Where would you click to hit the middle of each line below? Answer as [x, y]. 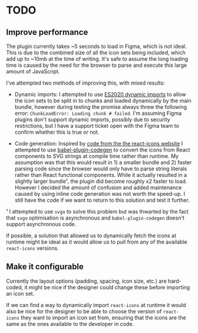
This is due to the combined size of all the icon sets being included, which [96, 53]
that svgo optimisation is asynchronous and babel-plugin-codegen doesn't [95, 218]
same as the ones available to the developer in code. [70, 324]
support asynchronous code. [41, 224]
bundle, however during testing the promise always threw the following [101, 107]
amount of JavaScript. [33, 71]
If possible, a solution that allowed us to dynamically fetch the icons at [91, 235]
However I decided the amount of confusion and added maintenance [98, 187]
